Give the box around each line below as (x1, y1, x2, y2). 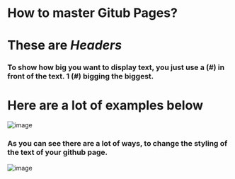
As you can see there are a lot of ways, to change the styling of (7, 139, 228, 149)
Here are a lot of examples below (7, 98, 204, 114)
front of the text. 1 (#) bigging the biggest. (7, 71, 154, 81)
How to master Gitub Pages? (7, 5, 178, 21)
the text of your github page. (7, 147, 108, 157)
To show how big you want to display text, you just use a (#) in (7, 62, 225, 72)
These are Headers (7, 37, 122, 54)
